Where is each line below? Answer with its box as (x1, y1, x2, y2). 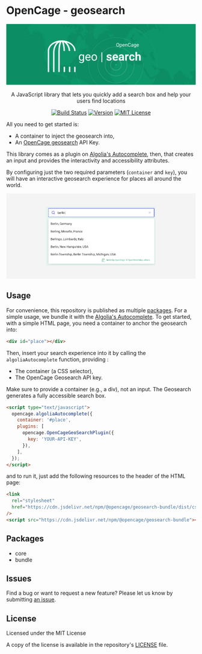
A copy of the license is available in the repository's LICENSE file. (6, 641, 168, 649)
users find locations (76, 97, 126, 104)
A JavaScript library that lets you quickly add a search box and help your (11, 91, 191, 98)
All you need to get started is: (6, 121, 79, 128)
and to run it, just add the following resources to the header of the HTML (6, 472, 186, 480)
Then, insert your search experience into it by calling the (6, 349, 146, 356)
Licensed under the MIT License (6, 629, 86, 637)
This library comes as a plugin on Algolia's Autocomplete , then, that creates (6, 150, 194, 158)
